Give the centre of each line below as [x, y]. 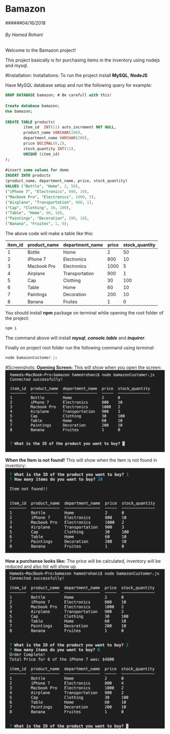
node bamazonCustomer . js [31, 358]
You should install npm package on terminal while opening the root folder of [84, 313]
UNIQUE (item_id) [41, 154]
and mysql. [17, 66]
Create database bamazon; [32, 106]
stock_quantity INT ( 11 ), [50, 149]
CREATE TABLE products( [30, 122]
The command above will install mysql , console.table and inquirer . [75, 338]
